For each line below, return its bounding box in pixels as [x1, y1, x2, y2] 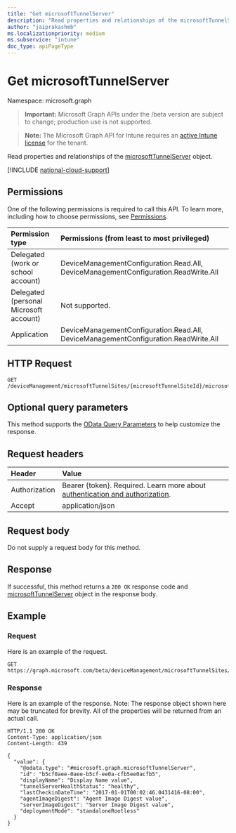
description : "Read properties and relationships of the [7, 17, 178, 24]
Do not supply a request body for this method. [7, 544, 141, 551]
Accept [11, 501, 35, 511]
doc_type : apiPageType [7, 43, 74, 50]
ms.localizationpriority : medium [7, 29, 105, 37]
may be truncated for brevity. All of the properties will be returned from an [7, 707, 222, 715]
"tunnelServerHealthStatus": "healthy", [20, 782, 140, 790]
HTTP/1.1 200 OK [7, 728, 55, 735]
